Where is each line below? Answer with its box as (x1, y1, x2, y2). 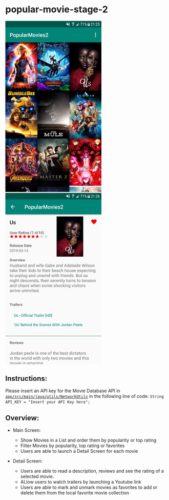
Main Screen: (12, 427, 41, 433)
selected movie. (20, 473, 54, 479)
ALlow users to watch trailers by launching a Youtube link (20, 479, 142, 485)
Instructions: (5, 374, 48, 383)
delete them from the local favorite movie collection (20, 490, 130, 496)
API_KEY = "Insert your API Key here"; (5, 399, 91, 405)
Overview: (5, 413, 39, 422)
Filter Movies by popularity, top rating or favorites (20, 443, 125, 449)
